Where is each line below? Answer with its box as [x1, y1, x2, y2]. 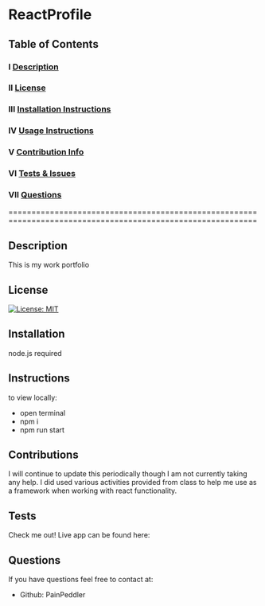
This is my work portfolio [8, 260, 90, 270]
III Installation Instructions [8, 104, 111, 115]
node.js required [8, 348, 62, 358]
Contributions [8, 448, 79, 462]
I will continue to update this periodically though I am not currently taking [8, 469, 248, 479]
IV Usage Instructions [8, 125, 94, 136]
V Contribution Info [8, 147, 84, 158]
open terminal [19, 408, 66, 417]
